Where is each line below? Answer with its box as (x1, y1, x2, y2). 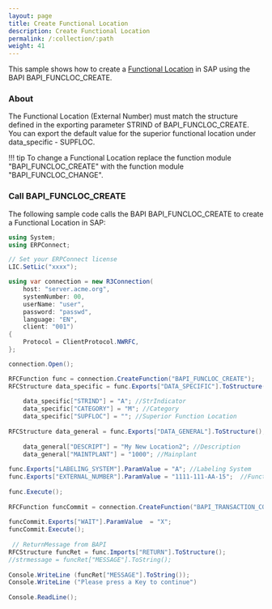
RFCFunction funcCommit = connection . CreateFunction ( (8, 503, 194, 511)
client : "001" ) (23, 323, 74, 331)
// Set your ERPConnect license (8, 255, 117, 264)
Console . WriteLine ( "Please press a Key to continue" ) (8, 578, 198, 586)
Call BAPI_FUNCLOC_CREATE (8, 191, 126, 202)
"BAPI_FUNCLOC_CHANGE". (8, 170, 104, 180)
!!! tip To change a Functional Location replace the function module (8, 153, 232, 163)
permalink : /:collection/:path (8, 34, 114, 43)
